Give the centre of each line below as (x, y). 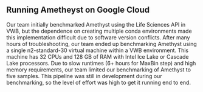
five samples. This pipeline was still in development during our (84, 76)
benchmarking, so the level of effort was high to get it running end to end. (99, 82)
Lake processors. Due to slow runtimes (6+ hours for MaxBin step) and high (101, 63)
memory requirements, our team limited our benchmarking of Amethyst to (99, 70)
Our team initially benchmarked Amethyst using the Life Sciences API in (96, 24)
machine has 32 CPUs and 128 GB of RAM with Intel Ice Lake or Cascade (98, 56)
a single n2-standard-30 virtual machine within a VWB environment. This (98, 50)
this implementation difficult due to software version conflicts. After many (98, 37)
